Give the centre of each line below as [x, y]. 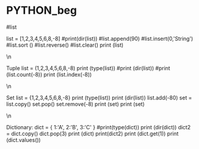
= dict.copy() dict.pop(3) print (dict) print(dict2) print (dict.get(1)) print [92, 133]
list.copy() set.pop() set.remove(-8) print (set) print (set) [76, 104]
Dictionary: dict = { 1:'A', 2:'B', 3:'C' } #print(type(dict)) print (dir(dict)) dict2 [98, 127]
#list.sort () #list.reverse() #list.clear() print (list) [65, 45]
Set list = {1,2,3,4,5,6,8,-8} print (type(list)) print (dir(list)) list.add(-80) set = [99, 98]
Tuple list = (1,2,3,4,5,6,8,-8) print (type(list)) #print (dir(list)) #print [88, 68]
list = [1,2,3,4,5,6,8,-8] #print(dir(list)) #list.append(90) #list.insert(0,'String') [100, 38]
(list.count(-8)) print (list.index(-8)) [49, 74]
